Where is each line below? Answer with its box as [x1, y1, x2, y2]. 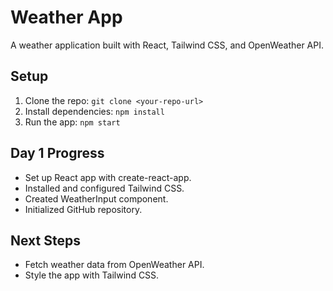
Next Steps [10, 232, 81, 249]
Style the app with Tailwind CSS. [24, 269, 160, 281]
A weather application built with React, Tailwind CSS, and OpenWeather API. [10, 39, 325, 51]
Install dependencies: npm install [24, 105, 165, 117]
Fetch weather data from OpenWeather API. [24, 259, 205, 271]
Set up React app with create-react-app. [24, 171, 192, 183]
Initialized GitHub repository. [24, 203, 143, 215]
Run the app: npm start [24, 116, 121, 128]
